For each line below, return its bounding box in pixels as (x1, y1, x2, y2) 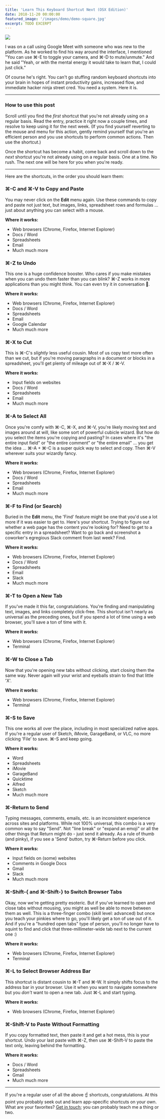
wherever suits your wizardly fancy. (5, 450, 77, 456)
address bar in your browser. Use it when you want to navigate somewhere (5, 984, 157, 990)
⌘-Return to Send (5, 804, 49, 811)
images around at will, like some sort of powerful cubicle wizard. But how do (5, 429, 160, 435)
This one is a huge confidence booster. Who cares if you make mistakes (5, 271, 151, 277)
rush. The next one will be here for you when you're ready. (5, 159, 124, 165)
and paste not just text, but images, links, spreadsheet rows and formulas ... (5, 202, 159, 208)
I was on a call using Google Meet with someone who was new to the (5, 44, 145, 50)
